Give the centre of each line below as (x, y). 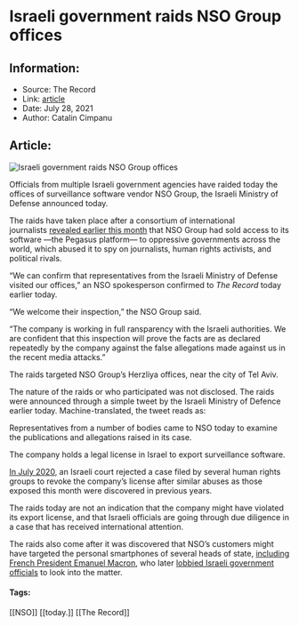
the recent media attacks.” (57, 357)
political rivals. (36, 258)
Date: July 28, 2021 (57, 108)
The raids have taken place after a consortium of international (122, 221)
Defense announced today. (59, 203)
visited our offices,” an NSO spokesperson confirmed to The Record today (145, 285)
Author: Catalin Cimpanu (67, 118)
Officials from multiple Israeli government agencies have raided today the (144, 184)
